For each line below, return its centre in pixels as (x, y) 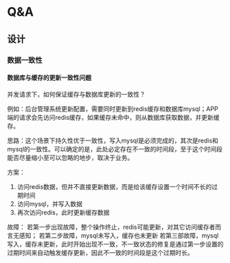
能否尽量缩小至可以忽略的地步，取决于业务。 (70, 158)
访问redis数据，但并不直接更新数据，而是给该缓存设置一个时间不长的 (114, 186)
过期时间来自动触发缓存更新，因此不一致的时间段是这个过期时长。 (100, 252)
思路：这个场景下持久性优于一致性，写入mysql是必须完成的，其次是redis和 (113, 140)
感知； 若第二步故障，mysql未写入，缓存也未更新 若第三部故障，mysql (119, 235)
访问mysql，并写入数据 (50, 203)
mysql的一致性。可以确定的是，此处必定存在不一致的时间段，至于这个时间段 (115, 149)
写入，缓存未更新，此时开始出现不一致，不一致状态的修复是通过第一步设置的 (115, 244)
